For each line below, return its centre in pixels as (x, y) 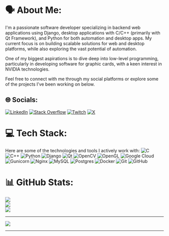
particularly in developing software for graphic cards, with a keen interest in (84, 64)
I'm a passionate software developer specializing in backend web (73, 27)
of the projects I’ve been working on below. (50, 84)
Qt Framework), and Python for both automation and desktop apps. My (78, 38)
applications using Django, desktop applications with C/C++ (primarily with (83, 33)
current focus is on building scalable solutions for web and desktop (75, 43)
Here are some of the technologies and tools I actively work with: (72, 150)
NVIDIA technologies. (27, 69)
